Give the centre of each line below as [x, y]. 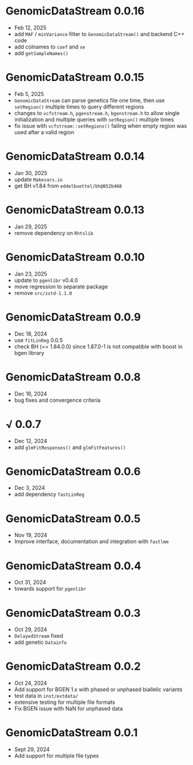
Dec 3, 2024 [30, 488]
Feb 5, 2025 [29, 94]
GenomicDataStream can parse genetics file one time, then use [89, 100]
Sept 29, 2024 [32, 749]
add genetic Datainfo [40, 642]
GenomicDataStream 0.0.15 [75, 78]
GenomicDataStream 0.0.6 [73, 471]
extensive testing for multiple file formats [65, 702]
